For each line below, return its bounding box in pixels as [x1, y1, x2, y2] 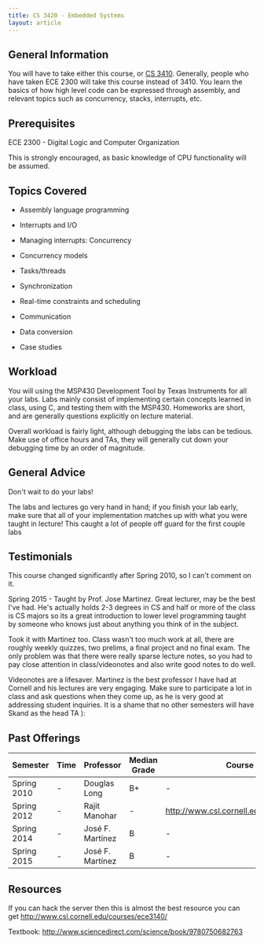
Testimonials [8, 550, 73, 563]
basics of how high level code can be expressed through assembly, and [8, 86, 240, 95]
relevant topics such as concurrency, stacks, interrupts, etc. [8, 94, 203, 103]
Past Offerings [8, 731, 81, 745]
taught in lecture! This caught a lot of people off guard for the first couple [8, 519, 246, 528]
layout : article [8, 19, 61, 27]
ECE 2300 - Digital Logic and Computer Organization [8, 138, 179, 147]
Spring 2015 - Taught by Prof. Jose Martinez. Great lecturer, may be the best [8, 594, 256, 604]
